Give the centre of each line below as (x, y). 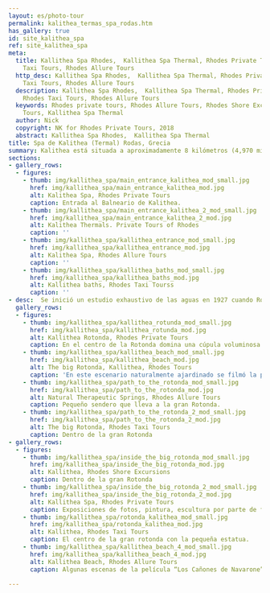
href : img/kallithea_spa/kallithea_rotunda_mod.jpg (118, 330)
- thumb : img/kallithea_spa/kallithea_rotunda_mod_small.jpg (127, 323)
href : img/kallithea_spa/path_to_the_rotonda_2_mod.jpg (125, 420)
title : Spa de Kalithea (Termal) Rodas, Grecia (90, 143)
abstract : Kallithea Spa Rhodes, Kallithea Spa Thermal (113, 135)
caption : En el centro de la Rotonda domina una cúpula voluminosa (145, 345)
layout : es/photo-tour (46, 16)
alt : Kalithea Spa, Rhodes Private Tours (100, 195)
